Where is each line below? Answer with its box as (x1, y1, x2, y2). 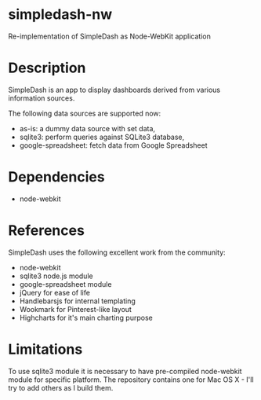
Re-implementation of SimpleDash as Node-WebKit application (8, 31, 212, 41)
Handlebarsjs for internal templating (19, 296, 136, 306)
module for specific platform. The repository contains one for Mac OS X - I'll (8, 375, 254, 384)
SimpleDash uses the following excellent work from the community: (8, 248, 226, 257)
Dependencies (8, 168, 105, 186)
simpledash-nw (8, 6, 113, 24)
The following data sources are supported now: (8, 108, 161, 118)
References (8, 222, 85, 239)
